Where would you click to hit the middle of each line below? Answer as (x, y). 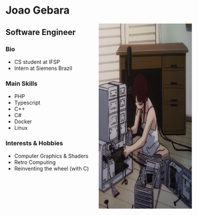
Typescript (27, 103)
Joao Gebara (38, 10)
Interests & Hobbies (34, 143)
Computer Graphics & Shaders (51, 156)
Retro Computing (35, 162)
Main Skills (22, 84)
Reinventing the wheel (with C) (51, 169)
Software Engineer (41, 32)
